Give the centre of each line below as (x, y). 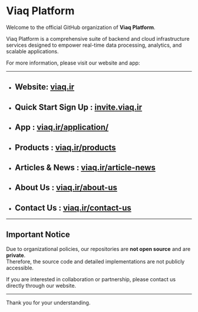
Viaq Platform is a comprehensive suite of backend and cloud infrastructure (98, 38)
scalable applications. (32, 51)
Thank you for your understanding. (48, 303)
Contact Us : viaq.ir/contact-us (73, 208)
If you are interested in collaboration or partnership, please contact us (91, 279)
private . (16, 255)
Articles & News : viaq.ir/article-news (85, 167)
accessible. (20, 268)
